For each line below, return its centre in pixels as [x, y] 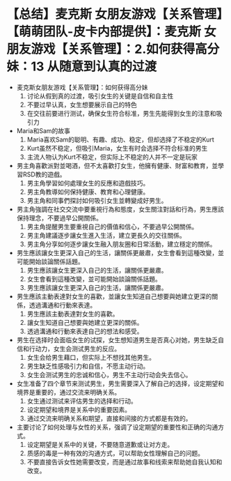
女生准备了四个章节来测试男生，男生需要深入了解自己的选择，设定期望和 [120, 383]
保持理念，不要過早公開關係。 [59, 217]
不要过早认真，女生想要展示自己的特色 [82, 105]
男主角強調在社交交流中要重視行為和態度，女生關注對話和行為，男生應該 [120, 209]
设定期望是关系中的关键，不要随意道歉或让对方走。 [100, 444]
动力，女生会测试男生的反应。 [78, 349]
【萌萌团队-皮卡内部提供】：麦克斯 [104, 32]
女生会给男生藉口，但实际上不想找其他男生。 [91, 357]
